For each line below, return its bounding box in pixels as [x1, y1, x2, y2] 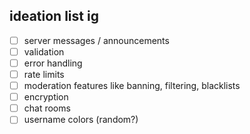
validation [23, 45, 65, 58]
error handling [23, 57, 83, 69]
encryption [23, 91, 69, 103]
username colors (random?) [23, 114, 139, 126]
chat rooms [23, 102, 71, 114]
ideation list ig [9, 8, 99, 25]
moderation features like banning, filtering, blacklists [23, 80, 241, 92]
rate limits [23, 69, 65, 80]
